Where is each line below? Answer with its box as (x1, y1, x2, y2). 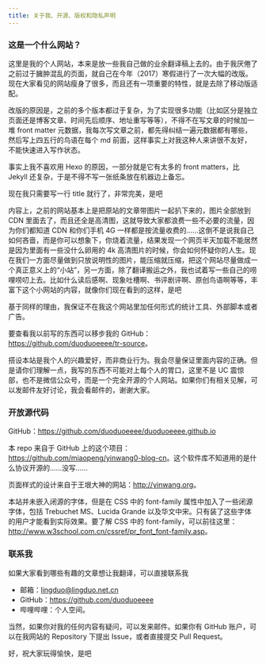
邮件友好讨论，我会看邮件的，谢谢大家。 (21, 385, 154, 394)
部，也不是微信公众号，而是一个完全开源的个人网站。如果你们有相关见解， (8, 375, 251, 385)
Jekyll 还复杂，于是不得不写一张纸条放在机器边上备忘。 (8, 171, 189, 181)
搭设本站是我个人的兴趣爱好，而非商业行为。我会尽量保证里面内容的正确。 (8, 355, 251, 365)
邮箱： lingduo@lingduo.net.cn (19, 585, 119, 594)
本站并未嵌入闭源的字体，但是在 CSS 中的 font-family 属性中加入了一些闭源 (8, 497, 253, 506)
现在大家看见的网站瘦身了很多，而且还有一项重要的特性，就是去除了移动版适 (8, 79, 258, 88)
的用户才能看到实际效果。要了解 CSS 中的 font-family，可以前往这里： (8, 517, 237, 526)
